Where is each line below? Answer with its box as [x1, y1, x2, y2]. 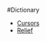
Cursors [16, 19, 40, 27]
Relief [16, 27, 33, 34]
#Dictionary [7, 6, 40, 14]
